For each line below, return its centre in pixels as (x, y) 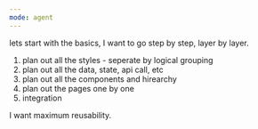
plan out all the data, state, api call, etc (93, 69)
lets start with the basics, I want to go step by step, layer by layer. (129, 43)
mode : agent (31, 17)
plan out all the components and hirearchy (100, 79)
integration (42, 98)
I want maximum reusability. (60, 115)
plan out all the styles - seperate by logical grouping (117, 60)
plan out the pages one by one (78, 88)
